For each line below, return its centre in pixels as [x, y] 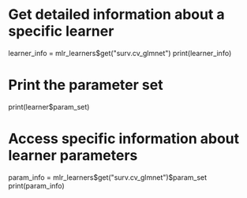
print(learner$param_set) [49, 106]
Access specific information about [124, 139]
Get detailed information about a [116, 15]
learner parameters [73, 156]
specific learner [61, 31]
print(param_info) [36, 185]
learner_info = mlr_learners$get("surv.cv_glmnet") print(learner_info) [120, 53]
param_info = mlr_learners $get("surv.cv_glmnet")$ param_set [108, 177]
